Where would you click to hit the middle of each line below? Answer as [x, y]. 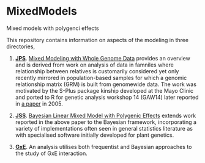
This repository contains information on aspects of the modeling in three [97, 40]
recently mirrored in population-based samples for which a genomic [101, 78]
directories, [21, 46]
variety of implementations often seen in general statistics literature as [104, 128]
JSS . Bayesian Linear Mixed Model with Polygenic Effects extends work [106, 115]
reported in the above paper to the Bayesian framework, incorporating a [106, 122]
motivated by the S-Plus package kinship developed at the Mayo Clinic [104, 90]
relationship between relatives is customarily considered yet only [97, 71]
